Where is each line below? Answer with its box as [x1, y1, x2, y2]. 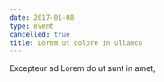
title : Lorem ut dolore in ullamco [9, 38, 143, 48]
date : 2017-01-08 [9, 13, 75, 23]
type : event [9, 22, 54, 31]
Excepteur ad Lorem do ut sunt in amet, [9, 63, 156, 74]
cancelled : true [9, 30, 70, 39]
